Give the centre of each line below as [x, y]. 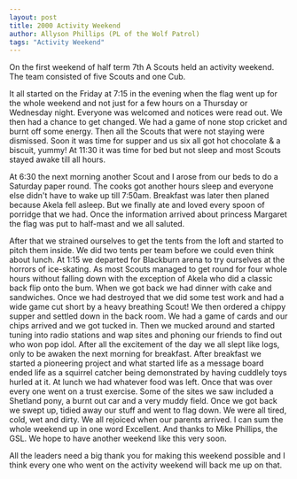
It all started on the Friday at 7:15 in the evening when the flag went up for [143, 94]
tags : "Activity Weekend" [57, 42]
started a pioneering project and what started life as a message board [137, 363]
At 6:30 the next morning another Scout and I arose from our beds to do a [144, 177]
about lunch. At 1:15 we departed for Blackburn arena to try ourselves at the [147, 260]
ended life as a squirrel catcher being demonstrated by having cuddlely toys [148, 373]
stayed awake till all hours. [58, 159]
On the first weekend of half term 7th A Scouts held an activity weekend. [142, 67]
